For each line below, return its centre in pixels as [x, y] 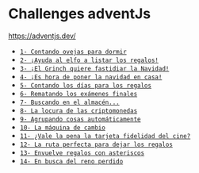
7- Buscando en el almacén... [70, 102]
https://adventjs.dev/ [42, 36]
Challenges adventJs [80, 14]
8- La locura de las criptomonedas [78, 111]
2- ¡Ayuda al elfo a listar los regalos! [89, 60]
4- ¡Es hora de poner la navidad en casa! [91, 77]
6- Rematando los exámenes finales [78, 94]
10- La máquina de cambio [62, 128]
